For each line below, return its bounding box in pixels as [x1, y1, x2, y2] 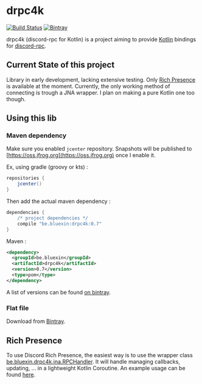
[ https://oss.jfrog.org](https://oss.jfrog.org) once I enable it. [6, 152, 156, 159]
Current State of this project [6, 60, 115, 70]
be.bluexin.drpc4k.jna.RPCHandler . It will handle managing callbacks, [6, 358, 181, 365]
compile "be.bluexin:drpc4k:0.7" [17, 221, 102, 227]
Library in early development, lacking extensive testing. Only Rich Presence [6, 76, 196, 83]
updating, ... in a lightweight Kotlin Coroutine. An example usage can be [6, 364, 186, 372]
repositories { [6, 175, 45, 182]
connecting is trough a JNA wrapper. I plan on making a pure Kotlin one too [6, 89, 195, 96]
